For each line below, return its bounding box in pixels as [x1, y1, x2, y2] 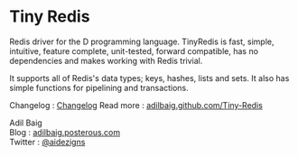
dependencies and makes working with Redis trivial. [9, 55, 203, 66]
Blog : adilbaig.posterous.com [9, 126, 120, 137]
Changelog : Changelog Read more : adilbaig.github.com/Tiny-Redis [9, 99, 264, 110]
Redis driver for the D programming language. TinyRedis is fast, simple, [9, 36, 275, 47]
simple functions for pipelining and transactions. [9, 82, 190, 93]
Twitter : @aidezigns [9, 136, 86, 147]
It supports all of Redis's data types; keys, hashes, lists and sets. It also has [9, 72, 290, 83]
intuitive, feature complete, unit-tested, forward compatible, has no [9, 45, 259, 56]
